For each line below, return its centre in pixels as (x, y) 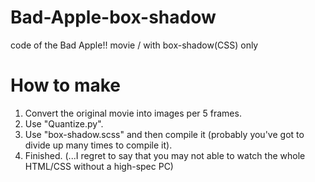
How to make (66, 85)
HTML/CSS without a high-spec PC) (99, 166)
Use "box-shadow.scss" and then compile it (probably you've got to (164, 134)
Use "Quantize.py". (64, 123)
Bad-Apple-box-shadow (113, 17)
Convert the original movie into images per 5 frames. (133, 113)
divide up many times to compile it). (98, 145)
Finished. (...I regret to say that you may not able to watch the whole (165, 155)
